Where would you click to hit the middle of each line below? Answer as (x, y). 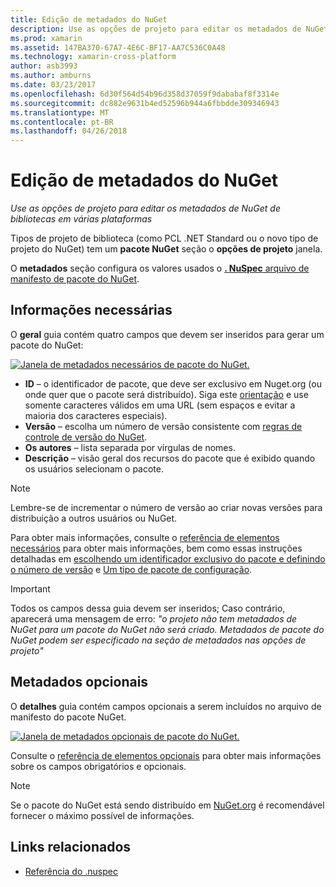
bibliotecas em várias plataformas (81, 219)
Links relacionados (71, 847)
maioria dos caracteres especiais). (96, 415)
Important (30, 588)
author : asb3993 (44, 66)
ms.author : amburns (51, 76)
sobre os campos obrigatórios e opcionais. (98, 766)
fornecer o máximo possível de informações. (102, 815)
